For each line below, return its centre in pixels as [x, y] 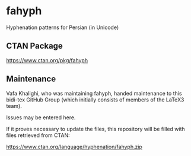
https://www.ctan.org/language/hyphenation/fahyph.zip [74, 147]
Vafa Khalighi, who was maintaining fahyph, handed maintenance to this [94, 93]
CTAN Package [35, 46]
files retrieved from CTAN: [38, 135]
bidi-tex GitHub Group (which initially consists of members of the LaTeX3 [95, 100]
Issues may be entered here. [41, 117]
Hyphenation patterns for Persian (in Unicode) [63, 27]
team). [14, 106]
